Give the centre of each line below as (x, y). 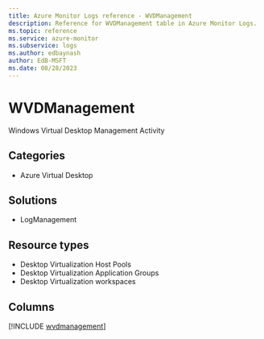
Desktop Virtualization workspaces (78, 282)
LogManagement (48, 220)
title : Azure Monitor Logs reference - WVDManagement (101, 16)
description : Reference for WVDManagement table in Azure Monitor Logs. (133, 23)
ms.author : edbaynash (45, 53)
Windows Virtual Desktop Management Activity (87, 130)
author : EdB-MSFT (37, 61)
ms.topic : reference (43, 31)
